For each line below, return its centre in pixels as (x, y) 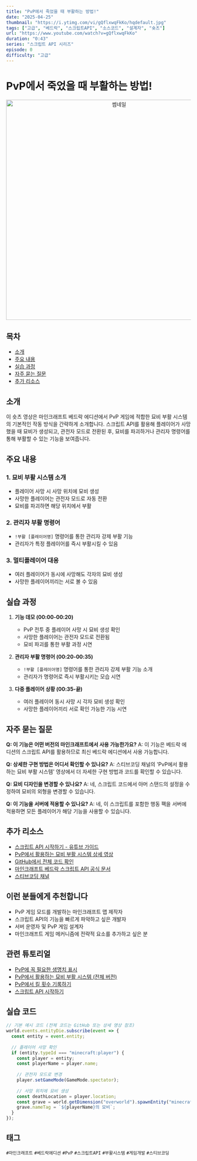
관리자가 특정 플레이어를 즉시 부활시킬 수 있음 (66, 544)
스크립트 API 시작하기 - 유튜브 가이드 (57, 847)
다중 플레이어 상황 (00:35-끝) (49, 689)
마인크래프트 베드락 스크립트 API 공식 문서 (62, 869)
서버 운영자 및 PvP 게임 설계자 (49, 926)
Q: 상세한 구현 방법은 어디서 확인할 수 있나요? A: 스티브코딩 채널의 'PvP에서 (92, 765)
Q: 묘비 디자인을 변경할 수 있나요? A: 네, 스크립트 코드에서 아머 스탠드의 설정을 (95, 784)
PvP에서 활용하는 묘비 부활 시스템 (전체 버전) (66, 977)
